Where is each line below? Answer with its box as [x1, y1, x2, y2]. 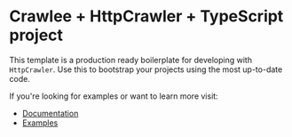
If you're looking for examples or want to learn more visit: [9, 91, 219, 101]
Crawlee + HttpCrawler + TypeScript [9, 6, 284, 27]
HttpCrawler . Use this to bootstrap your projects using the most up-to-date [9, 64, 283, 75]
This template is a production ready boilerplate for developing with [9, 54, 253, 65]
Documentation [21, 108, 79, 118]
